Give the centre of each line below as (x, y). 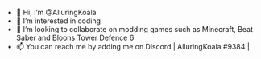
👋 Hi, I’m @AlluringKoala (56, 12)
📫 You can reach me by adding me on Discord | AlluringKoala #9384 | (133, 47)
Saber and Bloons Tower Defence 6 (75, 37)
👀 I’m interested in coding (58, 21)
